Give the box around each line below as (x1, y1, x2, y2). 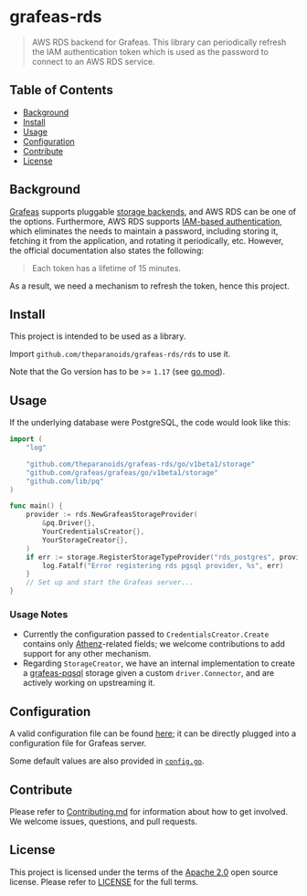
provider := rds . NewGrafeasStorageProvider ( (26, 510, 198, 520)
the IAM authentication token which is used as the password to (31, 46, 270, 57)
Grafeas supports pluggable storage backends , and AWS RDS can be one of (9, 206, 297, 216)
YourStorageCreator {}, (42, 535, 129, 544)
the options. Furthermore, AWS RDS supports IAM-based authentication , (9, 216, 283, 227)
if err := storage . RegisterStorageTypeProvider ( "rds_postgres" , (26, 553, 276, 562)
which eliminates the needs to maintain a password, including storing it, (9, 226, 279, 237)
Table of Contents (9, 82, 114, 98)
